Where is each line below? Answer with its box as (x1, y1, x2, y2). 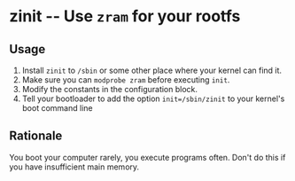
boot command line (21, 103, 93, 113)
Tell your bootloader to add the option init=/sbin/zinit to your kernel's (21, 93, 285, 104)
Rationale (9, 129, 63, 144)
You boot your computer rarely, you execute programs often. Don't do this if (9, 152, 286, 162)
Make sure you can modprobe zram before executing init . (21, 75, 230, 85)
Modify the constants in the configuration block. (21, 84, 198, 94)
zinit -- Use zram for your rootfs (9, 6, 241, 27)
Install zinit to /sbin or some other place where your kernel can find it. (21, 65, 282, 75)
